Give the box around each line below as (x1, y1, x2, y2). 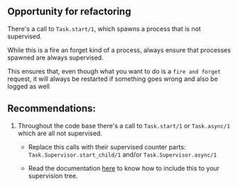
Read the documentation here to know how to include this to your (28, 164, 220, 172)
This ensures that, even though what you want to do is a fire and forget (7, 67, 222, 75)
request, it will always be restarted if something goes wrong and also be (7, 74, 218, 83)
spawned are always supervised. (7, 53, 104, 62)
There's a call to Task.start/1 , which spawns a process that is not (7, 24, 201, 33)
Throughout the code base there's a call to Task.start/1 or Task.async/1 (17, 121, 231, 130)
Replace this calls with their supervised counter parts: (28, 142, 186, 151)
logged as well (7, 81, 50, 91)
